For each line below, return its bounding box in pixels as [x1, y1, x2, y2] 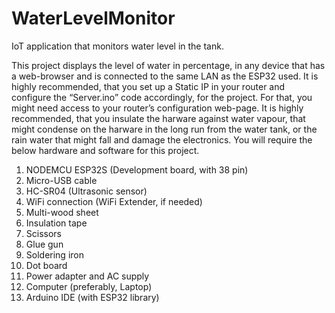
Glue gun [25, 238, 64, 250]
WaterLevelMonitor [11, 7, 176, 30]
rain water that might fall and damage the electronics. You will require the [11, 133, 313, 146]
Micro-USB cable [25, 174, 98, 186]
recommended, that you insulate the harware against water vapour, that [11, 112, 306, 124]
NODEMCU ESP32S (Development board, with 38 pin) [25, 163, 249, 176]
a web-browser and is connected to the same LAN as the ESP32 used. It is [11, 70, 319, 82]
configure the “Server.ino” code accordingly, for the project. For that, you [11, 91, 313, 103]
